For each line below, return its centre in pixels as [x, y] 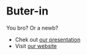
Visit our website [36, 46]
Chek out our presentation [47, 39]
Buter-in [27, 11]
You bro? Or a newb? [32, 28]
